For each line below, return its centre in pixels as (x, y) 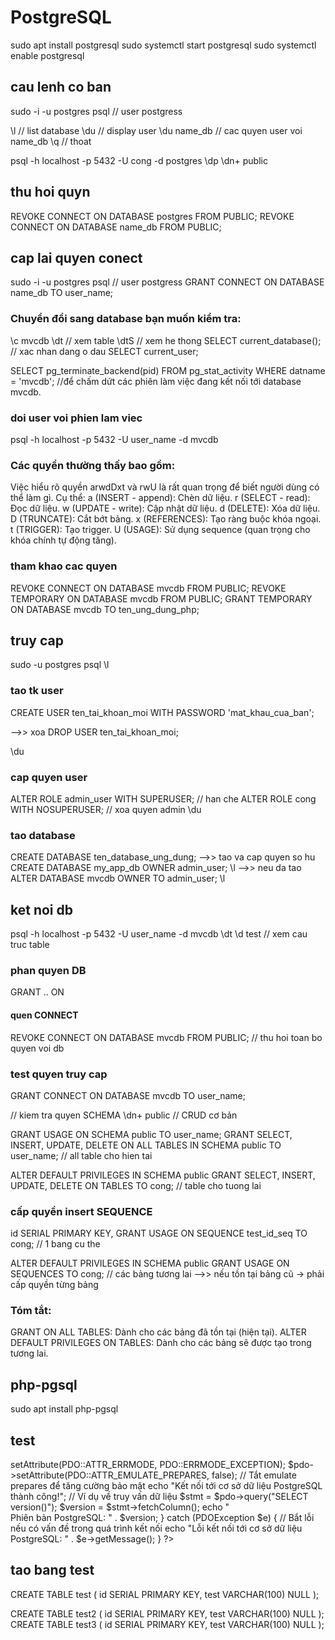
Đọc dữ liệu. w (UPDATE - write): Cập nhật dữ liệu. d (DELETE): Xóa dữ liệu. (165, 508)
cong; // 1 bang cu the (55, 1244)
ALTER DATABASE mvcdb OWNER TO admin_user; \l (118, 878)
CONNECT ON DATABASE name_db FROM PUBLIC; (116, 227)
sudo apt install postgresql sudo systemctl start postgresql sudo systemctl (163, 45)
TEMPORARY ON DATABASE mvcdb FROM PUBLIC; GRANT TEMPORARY (161, 598)
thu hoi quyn (50, 192)
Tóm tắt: (31, 1311)
